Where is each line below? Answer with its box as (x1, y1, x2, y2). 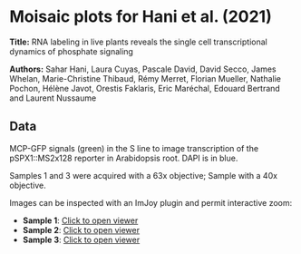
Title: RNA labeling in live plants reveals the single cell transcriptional (9, 36, 267, 47)
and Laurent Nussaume (9, 93, 97, 103)
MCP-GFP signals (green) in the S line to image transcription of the (9, 142, 259, 153)
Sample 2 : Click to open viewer (22, 224, 141, 235)
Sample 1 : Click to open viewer (22, 215, 139, 226)
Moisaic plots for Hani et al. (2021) (9, 6, 272, 27)
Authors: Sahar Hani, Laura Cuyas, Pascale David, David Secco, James (9, 63, 277, 74)
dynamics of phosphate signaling (9, 45, 134, 56)
